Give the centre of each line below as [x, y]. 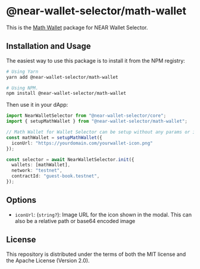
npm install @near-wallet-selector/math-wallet [66, 94]
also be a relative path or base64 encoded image [75, 221]
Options [21, 200]
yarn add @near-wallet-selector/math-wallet [62, 77]
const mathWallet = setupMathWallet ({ [54, 137]
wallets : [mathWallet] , [41, 165]
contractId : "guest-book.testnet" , [56, 176]
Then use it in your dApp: [37, 105]
